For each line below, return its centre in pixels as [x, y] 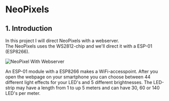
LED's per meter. [23, 93]
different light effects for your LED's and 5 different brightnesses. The [79, 82]
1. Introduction [29, 28]
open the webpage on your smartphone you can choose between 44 [78, 77]
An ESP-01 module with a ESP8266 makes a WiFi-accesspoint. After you [82, 71]
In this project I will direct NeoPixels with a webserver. [62, 41]
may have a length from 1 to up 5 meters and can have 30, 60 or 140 [88, 88]
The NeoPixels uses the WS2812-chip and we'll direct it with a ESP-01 [79, 46]
